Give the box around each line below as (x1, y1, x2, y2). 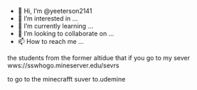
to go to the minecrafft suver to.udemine (7, 75, 126, 83)
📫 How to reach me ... (17, 38, 84, 45)
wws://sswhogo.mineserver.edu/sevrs (7, 61, 119, 69)
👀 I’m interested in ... (17, 14, 78, 23)
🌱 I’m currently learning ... (17, 22, 94, 30)
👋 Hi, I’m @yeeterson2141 (17, 7, 92, 15)
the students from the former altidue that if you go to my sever (7, 54, 191, 62)
